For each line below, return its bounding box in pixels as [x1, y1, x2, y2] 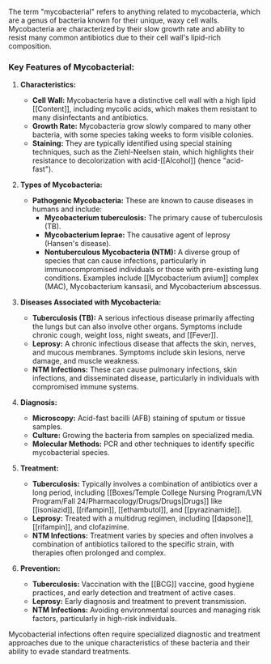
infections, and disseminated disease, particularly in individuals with [32, 373, 260, 383]
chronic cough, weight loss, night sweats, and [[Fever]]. [32, 330, 218, 340]
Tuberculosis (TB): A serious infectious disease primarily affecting [32, 313, 255, 323]
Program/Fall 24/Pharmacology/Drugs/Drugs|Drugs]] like [32, 496, 222, 506]
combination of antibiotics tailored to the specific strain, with [32, 539, 235, 549]
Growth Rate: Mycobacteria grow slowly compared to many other [32, 121, 252, 131]
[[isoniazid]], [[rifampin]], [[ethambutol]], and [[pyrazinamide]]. [32, 505, 243, 515]
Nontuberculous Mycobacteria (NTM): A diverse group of [44, 247, 240, 258]
